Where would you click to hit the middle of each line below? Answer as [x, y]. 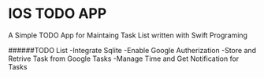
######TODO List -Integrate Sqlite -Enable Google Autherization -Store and [132, 50]
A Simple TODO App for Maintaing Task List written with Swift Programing [128, 35]
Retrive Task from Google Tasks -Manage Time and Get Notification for [124, 58]
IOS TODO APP [58, 14]
